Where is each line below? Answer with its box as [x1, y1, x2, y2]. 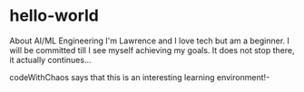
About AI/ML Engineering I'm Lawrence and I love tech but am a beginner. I [9, 35, 290, 46]
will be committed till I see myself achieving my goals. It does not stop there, [9, 44, 295, 55]
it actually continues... [9, 54, 92, 65]
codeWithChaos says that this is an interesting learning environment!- [9, 71, 270, 82]
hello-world [9, 5, 100, 26]
